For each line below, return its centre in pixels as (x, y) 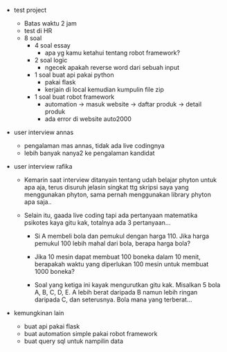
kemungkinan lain (39, 313)
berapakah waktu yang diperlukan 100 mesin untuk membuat (121, 264)
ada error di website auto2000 (88, 119)
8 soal (33, 38)
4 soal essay (52, 45)
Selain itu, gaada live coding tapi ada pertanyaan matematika (111, 215)
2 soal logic (51, 60)
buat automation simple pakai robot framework (91, 334)
